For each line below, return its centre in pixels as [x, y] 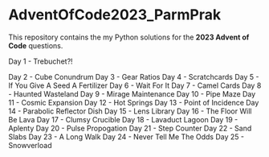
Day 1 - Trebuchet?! [41, 61]
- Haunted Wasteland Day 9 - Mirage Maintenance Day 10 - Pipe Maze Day [132, 93]
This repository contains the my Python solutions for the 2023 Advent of [129, 37]
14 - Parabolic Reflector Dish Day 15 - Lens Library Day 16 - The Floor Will [130, 111]
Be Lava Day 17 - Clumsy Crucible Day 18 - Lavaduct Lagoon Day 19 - [123, 119]
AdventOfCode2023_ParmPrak [115, 15]
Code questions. [36, 45]
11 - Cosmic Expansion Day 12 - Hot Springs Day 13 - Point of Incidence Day [134, 102]
